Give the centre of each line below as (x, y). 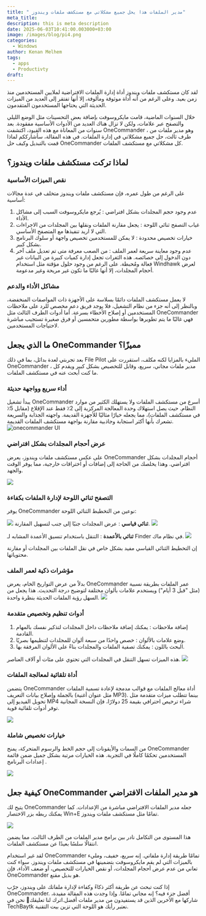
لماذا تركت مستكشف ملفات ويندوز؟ (68, 162)
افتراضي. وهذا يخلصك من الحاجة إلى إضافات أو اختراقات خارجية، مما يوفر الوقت (98, 464)
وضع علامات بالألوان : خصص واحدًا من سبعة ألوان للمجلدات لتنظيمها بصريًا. (101, 640)
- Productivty (30, 69)
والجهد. (15, 470)
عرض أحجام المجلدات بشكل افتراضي (56, 444)
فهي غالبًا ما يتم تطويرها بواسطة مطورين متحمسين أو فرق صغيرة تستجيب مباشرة (100, 319)
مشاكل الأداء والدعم (33, 286)
